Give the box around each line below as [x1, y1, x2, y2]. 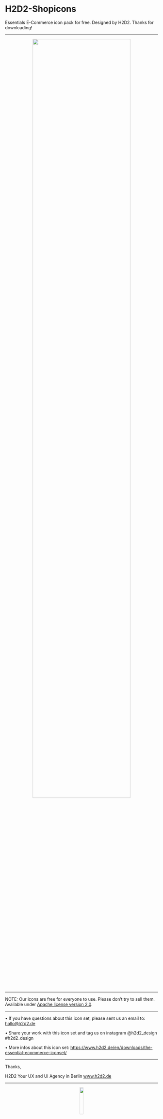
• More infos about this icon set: [5, 1045, 69, 1050]
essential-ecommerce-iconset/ [5, 1049, 67, 1055]
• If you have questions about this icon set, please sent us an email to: [5, 1015, 146, 1021]
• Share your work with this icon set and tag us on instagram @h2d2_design [5, 1030, 158, 1036]
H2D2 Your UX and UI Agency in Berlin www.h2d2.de [5, 1073, 112, 1079]
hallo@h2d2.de [5, 1020, 35, 1026]
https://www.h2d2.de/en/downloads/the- [70, 1045, 153, 1050]
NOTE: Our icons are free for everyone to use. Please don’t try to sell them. [5, 996, 155, 1002]
